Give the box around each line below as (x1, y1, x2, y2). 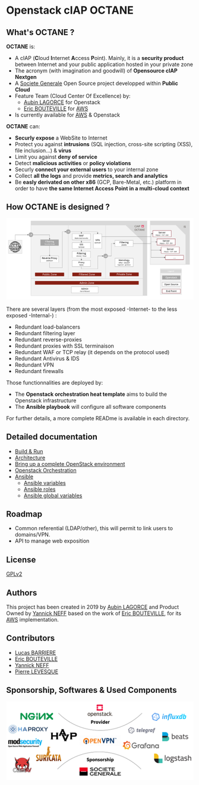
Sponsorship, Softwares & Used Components (6, 685, 177, 695)
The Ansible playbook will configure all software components (14, 403, 166, 410)
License (6, 554, 36, 565)
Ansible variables (23, 479, 67, 486)
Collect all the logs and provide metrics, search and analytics (14, 172, 168, 179)
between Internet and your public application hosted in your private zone (14, 61, 193, 68)
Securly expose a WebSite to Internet (14, 134, 108, 141)
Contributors (6, 633, 55, 644)
